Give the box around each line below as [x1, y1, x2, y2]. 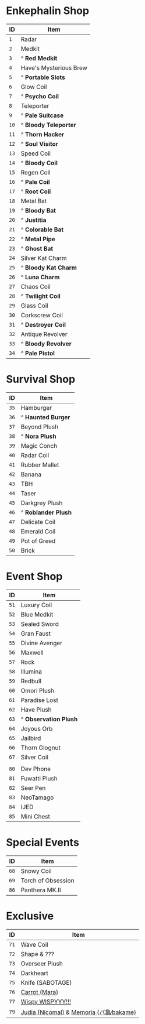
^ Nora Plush [20, 432, 56, 440]
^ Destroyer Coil [20, 320, 66, 328]
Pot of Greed [20, 537, 56, 545]
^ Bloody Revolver [20, 340, 72, 348]
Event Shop [6, 570, 63, 583]
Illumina [20, 667, 43, 676]
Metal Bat [20, 197, 47, 205]
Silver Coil [20, 753, 48, 761]
